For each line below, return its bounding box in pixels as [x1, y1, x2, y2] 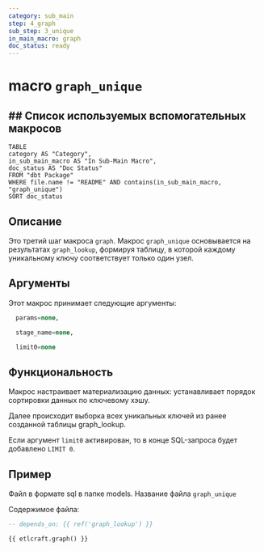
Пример [8, 467, 52, 481]
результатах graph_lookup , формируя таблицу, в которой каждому [8, 244, 236, 254]
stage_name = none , [15, 328, 74, 337]
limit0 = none [15, 343, 57, 351]
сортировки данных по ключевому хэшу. [8, 396, 151, 405]
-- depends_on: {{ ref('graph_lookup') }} [8, 520, 153, 528]
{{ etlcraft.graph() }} [8, 535, 89, 543]
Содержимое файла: [8, 505, 80, 514]
